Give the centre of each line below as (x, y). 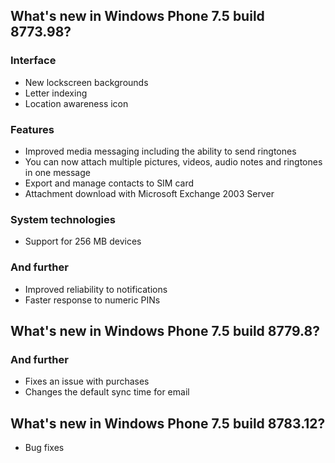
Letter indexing (56, 93)
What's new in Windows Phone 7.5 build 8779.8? (165, 330)
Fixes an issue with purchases (87, 381)
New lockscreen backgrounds (86, 82)
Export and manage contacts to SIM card (109, 183)
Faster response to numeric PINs (92, 300)
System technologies (63, 219)
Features (32, 129)
